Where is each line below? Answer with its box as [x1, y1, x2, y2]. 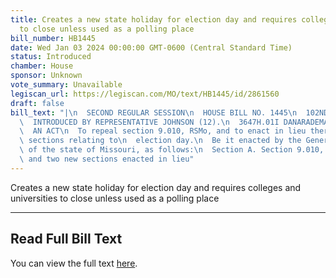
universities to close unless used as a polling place [10, 192, 220, 204]
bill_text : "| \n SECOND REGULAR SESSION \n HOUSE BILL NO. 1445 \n [10, 107, 298, 118]
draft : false [10, 98, 65, 108]
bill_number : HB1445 [10, 33, 97, 43]
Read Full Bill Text [10, 231, 123, 248]
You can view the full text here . [10, 257, 138, 269]
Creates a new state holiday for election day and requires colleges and [10, 181, 302, 193]
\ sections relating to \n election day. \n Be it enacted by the [19, 136, 302, 146]
